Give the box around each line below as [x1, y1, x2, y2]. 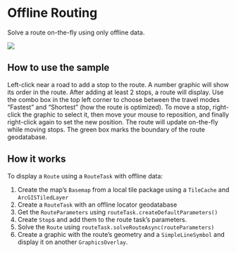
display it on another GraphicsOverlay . [17, 238, 128, 246]
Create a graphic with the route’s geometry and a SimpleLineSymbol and [17, 230, 225, 238]
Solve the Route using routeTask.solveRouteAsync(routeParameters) [17, 223, 215, 231]
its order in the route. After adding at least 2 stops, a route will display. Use [7, 88, 224, 96]
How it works [7, 153, 66, 165]
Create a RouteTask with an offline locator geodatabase [17, 200, 178, 209]
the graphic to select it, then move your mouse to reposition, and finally [22, 110, 230, 119]
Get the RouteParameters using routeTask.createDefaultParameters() [17, 207, 218, 216]
